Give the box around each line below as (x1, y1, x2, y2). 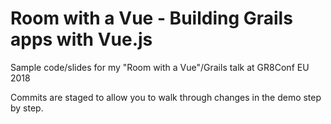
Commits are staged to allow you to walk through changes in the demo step (10, 91, 322, 103)
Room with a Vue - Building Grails (10, 7, 293, 30)
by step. (10, 102, 44, 114)
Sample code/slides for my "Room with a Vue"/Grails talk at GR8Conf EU (10, 61, 310, 73)
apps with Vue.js (10, 28, 153, 51)
